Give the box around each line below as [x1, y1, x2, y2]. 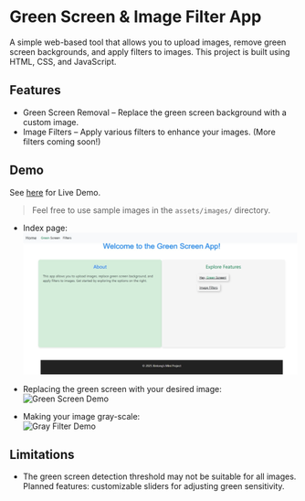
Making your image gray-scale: [22, 410, 141, 421]
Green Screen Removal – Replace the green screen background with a [22, 107, 288, 118]
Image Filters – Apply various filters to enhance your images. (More [22, 126, 276, 137]
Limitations [9, 447, 75, 463]
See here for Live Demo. [9, 187, 101, 197]
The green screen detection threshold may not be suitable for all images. [22, 471, 297, 482]
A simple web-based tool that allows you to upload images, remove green [9, 37, 287, 48]
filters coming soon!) [22, 135, 101, 147]
